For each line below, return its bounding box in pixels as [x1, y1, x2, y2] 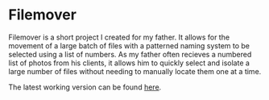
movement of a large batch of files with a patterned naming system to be [8, 40, 250, 50]
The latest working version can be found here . [8, 82, 162, 92]
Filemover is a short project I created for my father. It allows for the [8, 32, 230, 42]
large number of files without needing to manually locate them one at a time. [8, 66, 262, 76]
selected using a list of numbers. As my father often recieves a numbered [8, 49, 252, 59]
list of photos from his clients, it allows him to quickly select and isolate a [8, 58, 250, 68]
